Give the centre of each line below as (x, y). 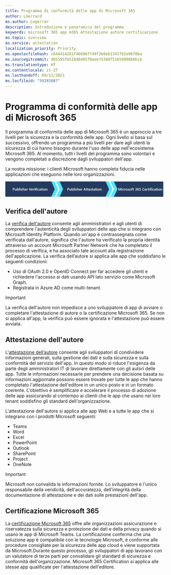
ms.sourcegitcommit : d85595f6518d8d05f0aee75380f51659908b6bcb (74, 59)
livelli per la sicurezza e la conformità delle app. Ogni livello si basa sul (79, 137)
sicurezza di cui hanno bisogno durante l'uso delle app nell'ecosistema (80, 148)
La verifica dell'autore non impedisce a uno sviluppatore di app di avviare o (84, 307)
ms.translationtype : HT (31, 65)
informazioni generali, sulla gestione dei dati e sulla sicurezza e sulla (77, 357)
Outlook (21, 448)
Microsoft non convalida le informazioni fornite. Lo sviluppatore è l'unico (81, 484)
